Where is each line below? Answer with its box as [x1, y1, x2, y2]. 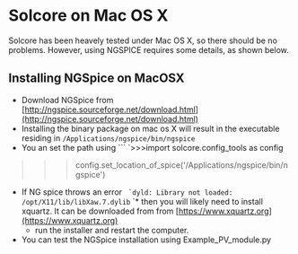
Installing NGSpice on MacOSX [8, 71, 185, 86]
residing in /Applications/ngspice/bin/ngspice [21, 132, 196, 144]
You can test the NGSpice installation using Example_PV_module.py [21, 234, 271, 245]
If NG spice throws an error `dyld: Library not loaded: [21, 186, 233, 197]
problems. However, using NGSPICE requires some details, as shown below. [8, 44, 289, 55]
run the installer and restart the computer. [34, 224, 189, 235]
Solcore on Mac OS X [8, 5, 169, 26]
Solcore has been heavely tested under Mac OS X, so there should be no [8, 35, 277, 46]
